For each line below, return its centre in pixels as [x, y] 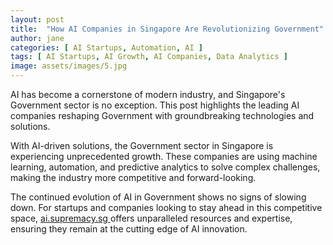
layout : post [37, 19]
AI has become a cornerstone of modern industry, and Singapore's [148, 94]
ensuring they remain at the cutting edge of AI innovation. [129, 229]
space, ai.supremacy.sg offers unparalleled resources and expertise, [151, 218]
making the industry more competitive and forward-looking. [133, 177]
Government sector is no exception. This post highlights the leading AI [155, 105]
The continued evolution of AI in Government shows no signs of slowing [158, 197]
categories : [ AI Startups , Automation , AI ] [106, 47]
